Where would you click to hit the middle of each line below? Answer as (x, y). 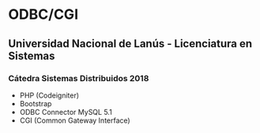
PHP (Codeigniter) (49, 95)
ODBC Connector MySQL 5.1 (66, 112)
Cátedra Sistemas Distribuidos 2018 (79, 78)
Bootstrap (36, 103)
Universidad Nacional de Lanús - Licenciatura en (130, 44)
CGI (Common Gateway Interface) (75, 120)
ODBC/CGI (43, 15)
